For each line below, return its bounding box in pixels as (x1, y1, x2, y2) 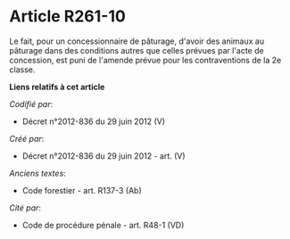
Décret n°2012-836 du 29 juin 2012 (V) (21, 116, 166, 127)
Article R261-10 (9, 6, 127, 27)
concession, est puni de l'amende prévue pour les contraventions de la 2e (9, 54, 282, 65)
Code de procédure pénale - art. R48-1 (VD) (21, 219, 185, 230)
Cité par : (9, 202, 42, 213)
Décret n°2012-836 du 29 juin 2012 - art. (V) (21, 150, 186, 161)
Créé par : (9, 133, 45, 144)
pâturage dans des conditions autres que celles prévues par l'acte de (9, 45, 265, 55)
